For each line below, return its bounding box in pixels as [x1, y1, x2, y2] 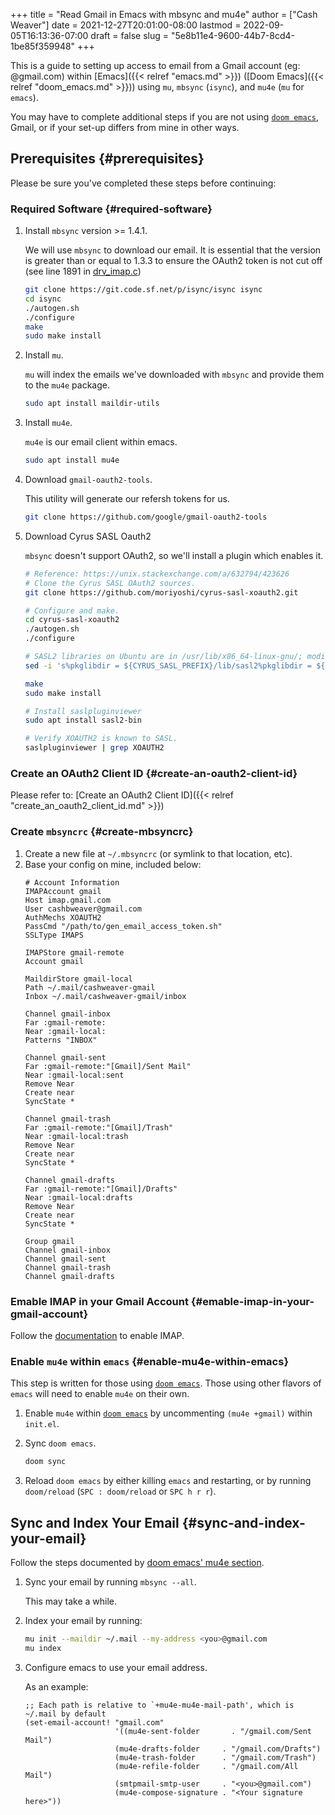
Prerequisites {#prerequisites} [10, 150, 205, 168]
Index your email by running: [24, 1614, 143, 1626]
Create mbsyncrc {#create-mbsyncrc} [10, 825, 194, 839]
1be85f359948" [10, 40, 76, 52]
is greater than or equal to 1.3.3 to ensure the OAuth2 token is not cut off [24, 255, 323, 267]
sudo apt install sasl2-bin [24, 715, 142, 726]
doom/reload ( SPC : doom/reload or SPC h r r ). [24, 1485, 217, 1498]
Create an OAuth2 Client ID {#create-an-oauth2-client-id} [10, 767, 298, 781]
